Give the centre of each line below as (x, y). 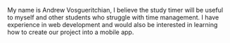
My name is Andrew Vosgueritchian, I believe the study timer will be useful (115, 10)
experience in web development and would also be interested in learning (113, 25)
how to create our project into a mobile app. (71, 32)
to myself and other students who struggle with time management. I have (113, 17)
